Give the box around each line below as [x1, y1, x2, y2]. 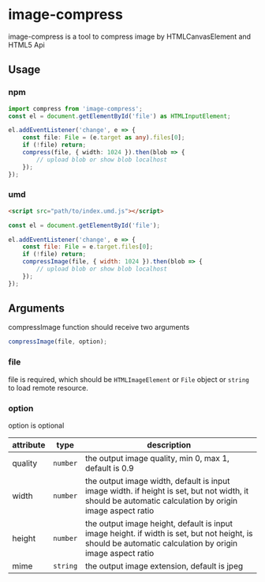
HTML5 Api [8, 40, 45, 49]
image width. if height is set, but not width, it [85, 485, 249, 496]
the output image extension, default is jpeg [85, 560, 244, 571]
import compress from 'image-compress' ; [8, 104, 144, 112]
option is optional [8, 421, 65, 430]
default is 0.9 [85, 463, 134, 474]
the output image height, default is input [85, 518, 233, 529]
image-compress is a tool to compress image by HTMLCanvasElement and [8, 32, 251, 41]
